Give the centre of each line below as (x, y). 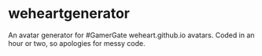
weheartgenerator (69, 14)
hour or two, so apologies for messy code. (77, 43)
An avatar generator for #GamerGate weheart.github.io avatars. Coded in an (131, 35)
